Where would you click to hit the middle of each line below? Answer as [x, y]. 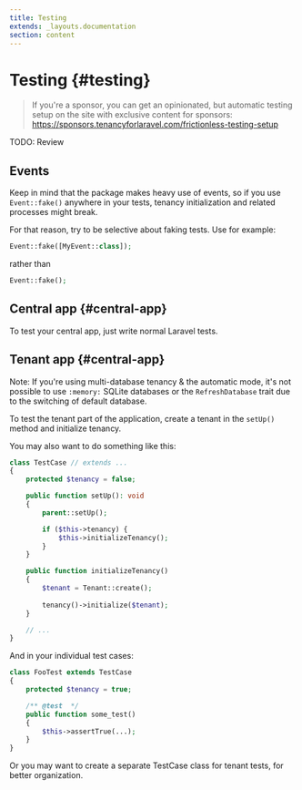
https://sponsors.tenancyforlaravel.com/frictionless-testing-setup [155, 125]
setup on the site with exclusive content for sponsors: [132, 115]
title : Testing [38, 18]
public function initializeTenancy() [97, 571]
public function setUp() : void [85, 496]
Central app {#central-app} [88, 309]
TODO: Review [37, 142]
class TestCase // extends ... [69, 462]
